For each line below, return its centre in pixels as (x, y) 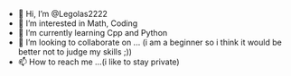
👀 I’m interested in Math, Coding (78, 23)
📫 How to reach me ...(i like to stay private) (99, 62)
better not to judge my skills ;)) (75, 52)
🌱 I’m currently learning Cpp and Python (93, 33)
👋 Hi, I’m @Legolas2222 (63, 14)
